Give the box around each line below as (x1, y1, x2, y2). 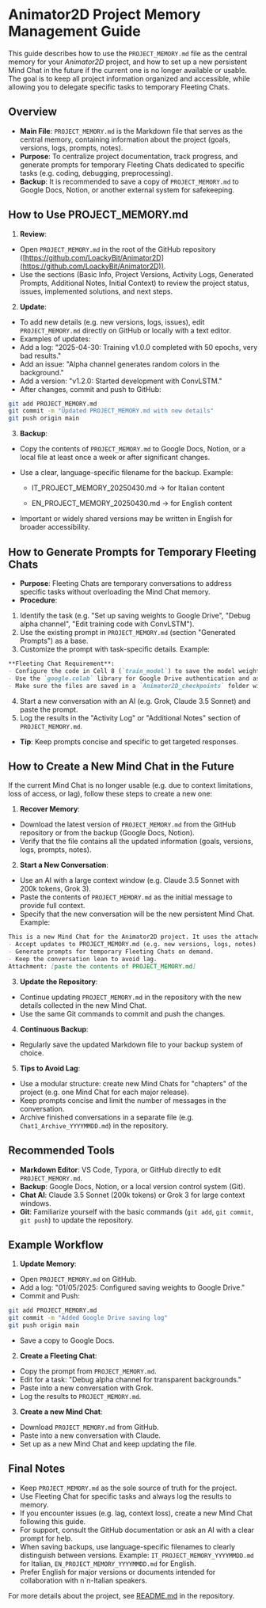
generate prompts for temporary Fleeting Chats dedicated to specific (19, 160, 245, 169)
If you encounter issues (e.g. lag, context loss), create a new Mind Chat (19, 1508, 253, 1518)
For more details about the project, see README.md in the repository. (8, 1591, 235, 1600)
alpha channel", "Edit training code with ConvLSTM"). (19, 619, 195, 629)
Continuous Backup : (19, 1024, 89, 1034)
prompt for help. (19, 1534, 73, 1543)
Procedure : (19, 595, 58, 605)
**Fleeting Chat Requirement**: (8, 660, 115, 667)
